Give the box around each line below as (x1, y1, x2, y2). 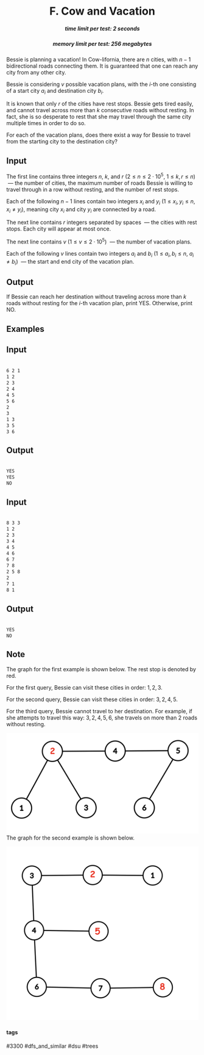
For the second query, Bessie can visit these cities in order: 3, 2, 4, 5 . (6, 696, 178, 703)
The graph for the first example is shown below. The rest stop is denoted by (6, 665, 197, 672)
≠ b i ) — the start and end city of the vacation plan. (6, 257, 135, 267)
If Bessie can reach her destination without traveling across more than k (6, 293, 187, 300)
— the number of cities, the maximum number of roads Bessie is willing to (7, 179, 193, 187)
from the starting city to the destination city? (6, 138, 118, 145)
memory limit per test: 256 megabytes (52, 40, 152, 48)
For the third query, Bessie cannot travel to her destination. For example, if (6, 707, 193, 715)
